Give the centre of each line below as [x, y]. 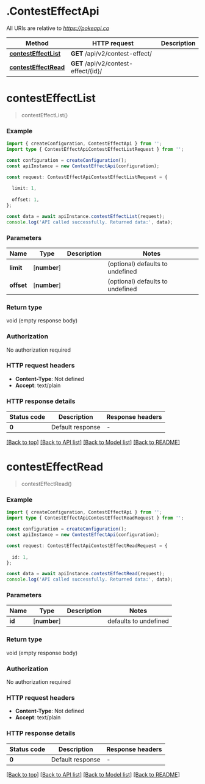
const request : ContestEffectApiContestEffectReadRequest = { [87, 546]
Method [37, 43]
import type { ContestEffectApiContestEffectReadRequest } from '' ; [95, 518]
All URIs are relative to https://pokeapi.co [58, 28]
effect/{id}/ [86, 71]
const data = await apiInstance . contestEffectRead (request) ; [86, 574]
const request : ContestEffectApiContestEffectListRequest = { [87, 177]
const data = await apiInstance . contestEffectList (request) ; [86, 216]
